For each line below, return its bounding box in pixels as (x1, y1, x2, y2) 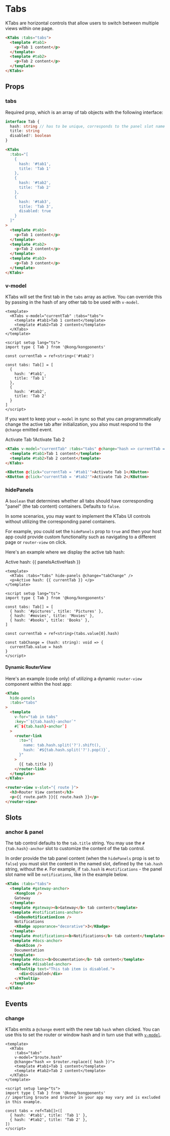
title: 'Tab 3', (18, 204, 53, 209)
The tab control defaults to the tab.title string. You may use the (5, 840, 141, 846)
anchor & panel (5, 829, 44, 836)
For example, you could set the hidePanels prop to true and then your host (5, 529, 162, 535)
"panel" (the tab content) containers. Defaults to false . (5, 503, 121, 509)
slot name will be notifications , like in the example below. (5, 871, 128, 878)
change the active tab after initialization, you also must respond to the (5, 421, 152, 427)
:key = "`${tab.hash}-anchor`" (14, 719, 76, 724)
